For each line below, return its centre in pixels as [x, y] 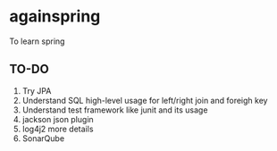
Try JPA [37, 90]
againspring [55, 17]
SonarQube [43, 138]
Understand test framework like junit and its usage [115, 110]
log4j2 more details [58, 129]
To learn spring [37, 41]
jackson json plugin [58, 119]
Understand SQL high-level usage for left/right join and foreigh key [145, 100]
